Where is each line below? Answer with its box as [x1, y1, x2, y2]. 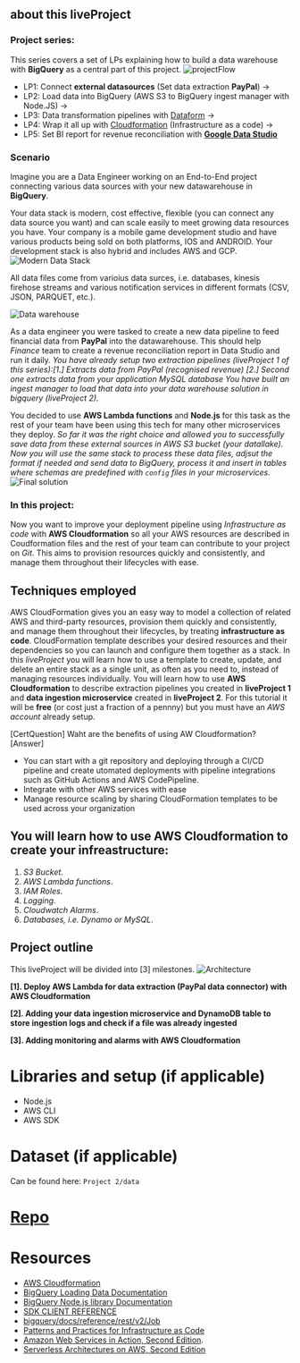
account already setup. [10, 711, 96, 723]
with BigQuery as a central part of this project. [10, 63, 182, 74]
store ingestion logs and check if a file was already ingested [10, 1017, 237, 1028]
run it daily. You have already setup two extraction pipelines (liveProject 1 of [10, 354, 289, 365]
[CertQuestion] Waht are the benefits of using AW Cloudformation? [10, 729, 257, 740]
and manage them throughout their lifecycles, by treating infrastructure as [10, 626, 285, 637]
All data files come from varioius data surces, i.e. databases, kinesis [10, 272, 260, 283]
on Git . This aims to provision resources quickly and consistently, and [10, 547, 266, 558]
